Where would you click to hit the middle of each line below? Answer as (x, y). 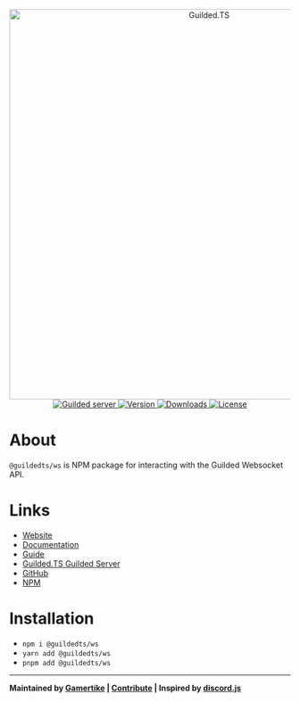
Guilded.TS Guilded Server (71, 563)
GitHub (35, 573)
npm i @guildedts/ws (60, 644)
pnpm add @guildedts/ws (67, 663)
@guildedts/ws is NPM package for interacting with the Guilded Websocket (146, 465)
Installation (52, 619)
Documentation (50, 544)
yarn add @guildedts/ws (67, 653)
